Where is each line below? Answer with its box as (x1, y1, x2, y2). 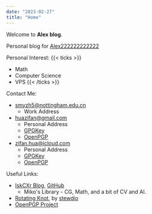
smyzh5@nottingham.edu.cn (14, 101, 86, 108)
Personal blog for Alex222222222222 (6, 42, 99, 50)
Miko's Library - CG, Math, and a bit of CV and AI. (23, 188, 147, 195)
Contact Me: (6, 90, 37, 97)
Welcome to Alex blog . (6, 30, 63, 38)
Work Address (23, 108, 59, 115)
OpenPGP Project (14, 201, 59, 208)
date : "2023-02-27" (6, 8, 55, 15)
